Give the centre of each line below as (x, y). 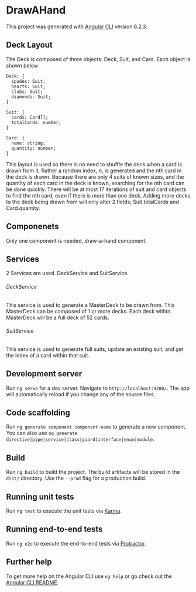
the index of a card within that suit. (48, 355)
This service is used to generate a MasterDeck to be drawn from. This (90, 305)
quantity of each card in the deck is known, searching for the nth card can (95, 183)
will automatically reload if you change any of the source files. (81, 394)
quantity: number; (34, 148)
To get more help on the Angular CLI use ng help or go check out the (89, 576)
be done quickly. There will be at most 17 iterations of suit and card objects (96, 189)
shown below (22, 65)
